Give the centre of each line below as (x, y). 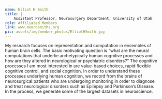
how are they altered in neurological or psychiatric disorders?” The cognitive (81, 61)
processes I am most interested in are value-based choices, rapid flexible (78, 66)
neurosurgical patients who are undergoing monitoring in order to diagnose (80, 81)
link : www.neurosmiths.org (32, 27)
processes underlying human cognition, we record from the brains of (74, 76)
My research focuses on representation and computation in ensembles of (78, 45)
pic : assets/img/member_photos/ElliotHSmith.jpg (55, 32)
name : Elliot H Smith (27, 9)
